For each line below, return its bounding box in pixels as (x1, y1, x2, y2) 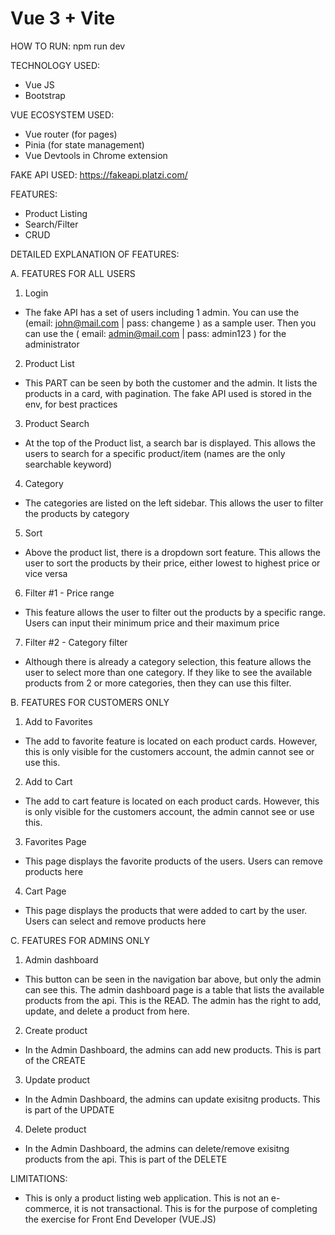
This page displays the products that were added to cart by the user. (24, 904, 308, 916)
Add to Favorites (24, 715, 93, 727)
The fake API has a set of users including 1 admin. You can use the (24, 306, 300, 318)
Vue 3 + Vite (10, 7, 116, 30)
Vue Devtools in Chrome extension (24, 149, 168, 161)
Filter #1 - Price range (24, 587, 115, 599)
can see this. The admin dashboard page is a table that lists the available (24, 983, 325, 996)
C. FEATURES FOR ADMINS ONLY (10, 934, 150, 946)
